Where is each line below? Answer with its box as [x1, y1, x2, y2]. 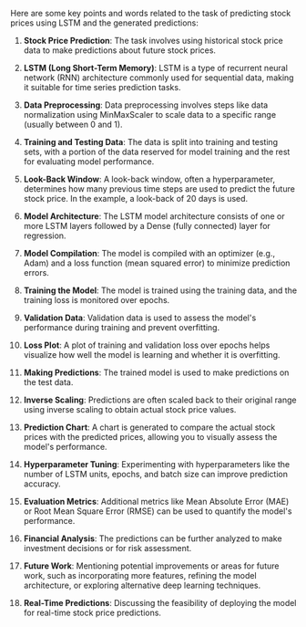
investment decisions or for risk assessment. [23, 543, 192, 553]
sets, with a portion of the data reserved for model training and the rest [23, 146, 291, 157]
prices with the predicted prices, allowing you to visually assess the [23, 432, 278, 442]
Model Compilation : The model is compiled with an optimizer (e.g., [23, 248, 276, 258]
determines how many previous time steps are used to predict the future [23, 183, 295, 194]
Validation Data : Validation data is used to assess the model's [23, 312, 257, 323]
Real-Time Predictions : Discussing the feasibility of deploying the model [23, 598, 297, 608]
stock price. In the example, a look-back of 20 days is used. [23, 193, 249, 204]
